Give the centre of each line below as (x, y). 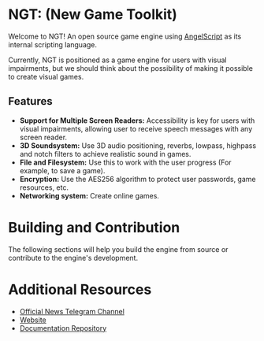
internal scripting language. (52, 44)
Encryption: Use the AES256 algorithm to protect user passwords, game (138, 179)
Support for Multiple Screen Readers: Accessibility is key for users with (137, 120)
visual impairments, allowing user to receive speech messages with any (136, 128)
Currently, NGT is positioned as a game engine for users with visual (117, 60)
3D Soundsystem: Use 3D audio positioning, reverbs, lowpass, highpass (138, 145)
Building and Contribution (94, 227)
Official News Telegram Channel (72, 311)
